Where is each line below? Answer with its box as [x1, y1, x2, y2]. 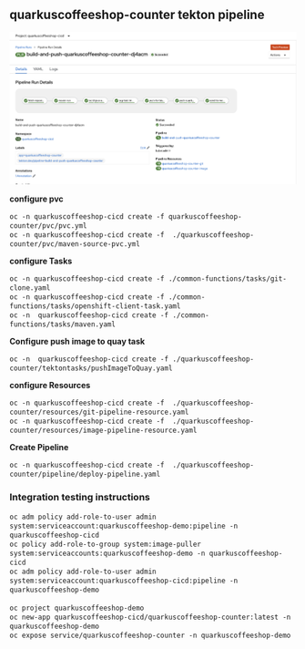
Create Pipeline [9, 441, 69, 452]
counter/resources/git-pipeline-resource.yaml [9, 407, 189, 417]
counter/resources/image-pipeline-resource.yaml [9, 426, 198, 435]
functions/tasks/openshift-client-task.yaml [9, 301, 181, 311]
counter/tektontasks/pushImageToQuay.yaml [9, 364, 173, 373]
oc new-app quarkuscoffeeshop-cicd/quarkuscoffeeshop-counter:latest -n [9, 613, 291, 623]
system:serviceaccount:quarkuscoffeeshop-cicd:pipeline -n [9, 576, 239, 586]
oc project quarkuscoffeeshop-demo [9, 603, 145, 613]
